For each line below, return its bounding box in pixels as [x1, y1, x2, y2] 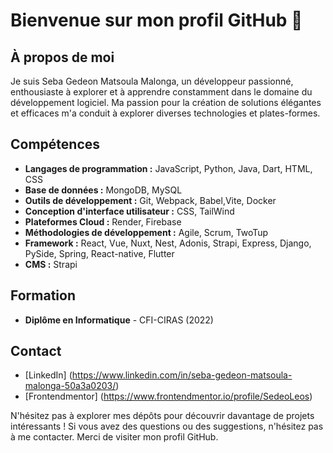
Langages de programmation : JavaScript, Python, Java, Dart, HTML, [24, 162, 313, 174]
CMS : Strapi [24, 258, 78, 270]
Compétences [10, 136, 101, 153]
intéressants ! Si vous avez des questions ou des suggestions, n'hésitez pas [10, 420, 324, 433]
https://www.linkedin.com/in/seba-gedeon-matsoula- [71, 369, 293, 381]
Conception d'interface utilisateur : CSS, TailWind [24, 205, 235, 217]
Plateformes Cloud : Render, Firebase [24, 215, 182, 228]
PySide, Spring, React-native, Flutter [24, 247, 175, 259]
